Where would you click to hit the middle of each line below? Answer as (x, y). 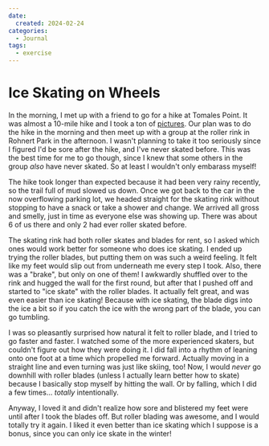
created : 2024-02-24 (50, 23)
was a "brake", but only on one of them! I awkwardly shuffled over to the (128, 274)
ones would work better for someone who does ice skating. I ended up (125, 248)
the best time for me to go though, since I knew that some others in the (126, 158)
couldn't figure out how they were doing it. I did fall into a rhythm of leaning (133, 350)
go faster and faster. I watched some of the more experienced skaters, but (131, 341)
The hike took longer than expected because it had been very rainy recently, (134, 182)
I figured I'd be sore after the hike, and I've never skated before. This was (130, 149)
